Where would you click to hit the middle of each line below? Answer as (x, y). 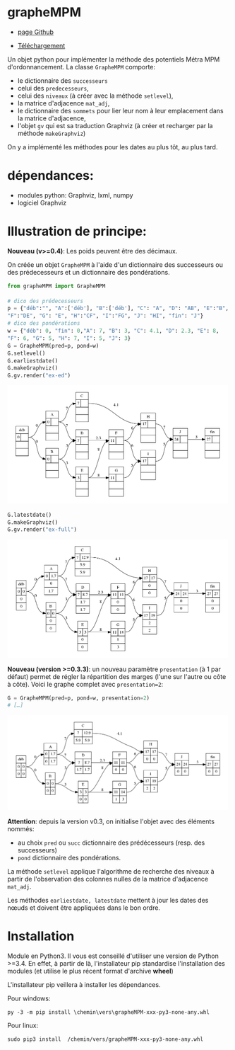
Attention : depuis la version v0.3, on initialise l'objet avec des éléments (111, 821)
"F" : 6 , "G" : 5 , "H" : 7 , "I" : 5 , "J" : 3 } (69, 338)
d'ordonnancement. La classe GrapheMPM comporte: (82, 67)
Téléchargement (41, 45)
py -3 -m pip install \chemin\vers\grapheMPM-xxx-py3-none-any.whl (109, 1012)
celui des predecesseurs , (53, 88)
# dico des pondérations (44, 324)
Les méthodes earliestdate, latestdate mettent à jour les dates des (108, 901)
